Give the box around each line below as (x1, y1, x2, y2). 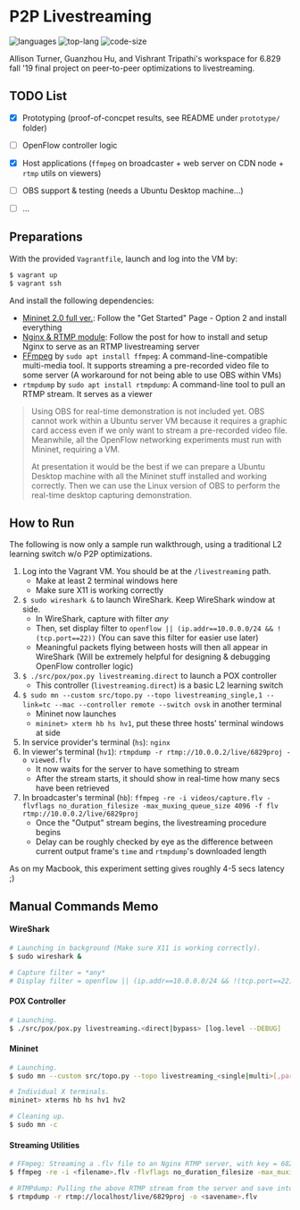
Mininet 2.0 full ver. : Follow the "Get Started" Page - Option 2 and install (21, 312, 287, 323)
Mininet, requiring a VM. (30, 444, 121, 454)
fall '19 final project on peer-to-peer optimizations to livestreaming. (9, 63, 255, 73)
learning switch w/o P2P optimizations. (9, 548, 153, 560)
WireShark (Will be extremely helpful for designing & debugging (35, 651, 271, 663)
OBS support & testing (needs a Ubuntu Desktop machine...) (21, 185, 244, 196)
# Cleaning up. (9, 1112, 66, 1121)
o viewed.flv (21, 756, 71, 766)
